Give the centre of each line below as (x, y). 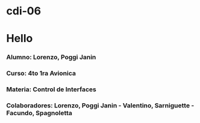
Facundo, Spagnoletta (39, 113)
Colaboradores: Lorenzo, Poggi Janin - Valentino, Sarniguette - (100, 106)
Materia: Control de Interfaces (51, 89)
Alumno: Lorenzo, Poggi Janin (51, 57)
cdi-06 (23, 11)
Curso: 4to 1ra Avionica (41, 73)
